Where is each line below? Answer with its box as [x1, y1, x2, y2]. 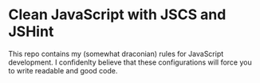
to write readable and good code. [8, 65, 118, 75]
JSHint [8, 22, 54, 41]
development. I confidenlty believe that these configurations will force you [8, 57, 253, 67]
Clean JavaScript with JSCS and [8, 6, 227, 24]
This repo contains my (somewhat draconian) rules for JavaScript [8, 49, 224, 58]
